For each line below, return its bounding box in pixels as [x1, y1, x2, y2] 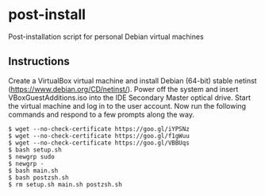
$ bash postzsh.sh [8, 173, 69, 182]
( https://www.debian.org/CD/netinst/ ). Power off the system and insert [8, 84, 239, 94]
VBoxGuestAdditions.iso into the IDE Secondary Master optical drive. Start [8, 93, 252, 102]
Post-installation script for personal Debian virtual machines [8, 32, 204, 41]
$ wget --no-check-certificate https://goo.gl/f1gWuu [8, 132, 190, 140]
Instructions [8, 55, 70, 68]
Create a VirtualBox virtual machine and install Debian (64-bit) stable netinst [8, 75, 257, 85]
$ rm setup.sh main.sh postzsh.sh [8, 180, 123, 188]
